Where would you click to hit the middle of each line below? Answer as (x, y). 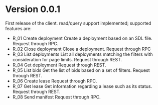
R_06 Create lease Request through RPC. (55, 81)
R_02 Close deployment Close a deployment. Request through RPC (82, 49)
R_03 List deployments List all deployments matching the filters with (83, 54)
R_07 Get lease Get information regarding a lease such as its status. (82, 86)
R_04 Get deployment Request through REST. (59, 65)
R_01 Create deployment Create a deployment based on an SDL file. (82, 38)
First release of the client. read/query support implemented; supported (78, 23)
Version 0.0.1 (33, 9)
